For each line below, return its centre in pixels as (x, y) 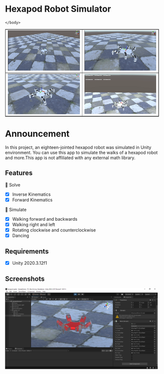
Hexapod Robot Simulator (58, 9)
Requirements (27, 251)
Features (19, 173)
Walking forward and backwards (45, 219)
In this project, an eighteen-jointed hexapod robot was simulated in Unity (78, 147)
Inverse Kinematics (31, 194)
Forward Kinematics (32, 200)
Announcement (37, 134)
